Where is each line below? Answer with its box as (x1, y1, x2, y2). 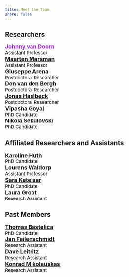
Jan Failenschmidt (5, 236, 55, 242)
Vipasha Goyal (5, 105, 44, 112)
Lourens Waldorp (5, 164, 52, 171)
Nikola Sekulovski (5, 117, 53, 124)
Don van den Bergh (5, 80, 57, 87)
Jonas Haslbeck (5, 92, 48, 100)
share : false (5, 12, 32, 17)
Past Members (5, 210, 51, 219)
